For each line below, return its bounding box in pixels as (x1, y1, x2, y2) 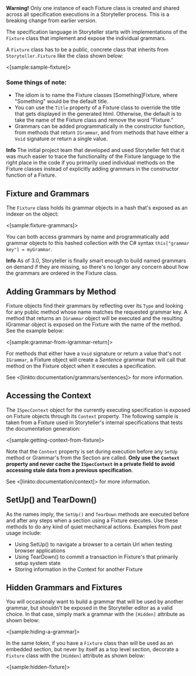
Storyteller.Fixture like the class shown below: (6, 52, 124, 59)
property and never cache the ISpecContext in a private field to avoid (6, 460, 175, 468)
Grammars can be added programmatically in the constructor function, (14, 123, 185, 130)
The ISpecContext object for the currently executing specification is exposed (6, 406, 191, 413)
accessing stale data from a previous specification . (6, 466, 133, 473)
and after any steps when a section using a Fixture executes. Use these (6, 517, 178, 524)
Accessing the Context (6, 391, 92, 401)
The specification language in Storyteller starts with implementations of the (6, 28, 188, 35)
